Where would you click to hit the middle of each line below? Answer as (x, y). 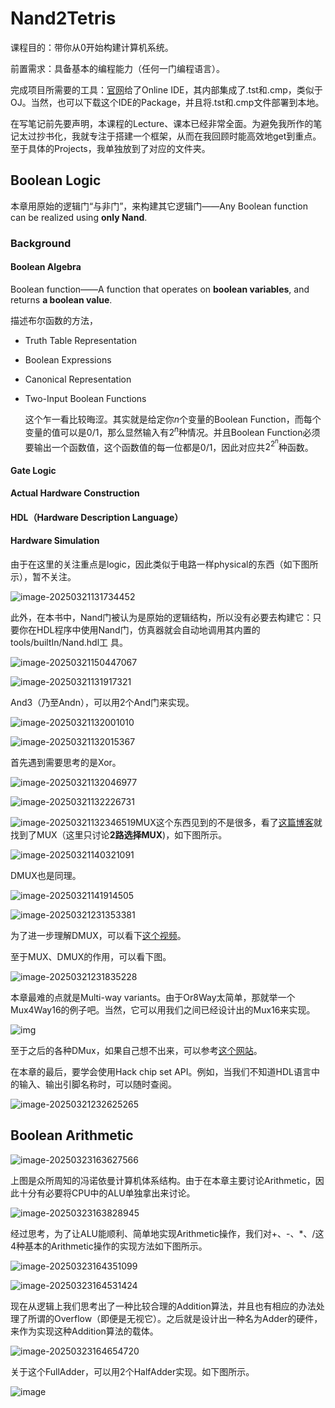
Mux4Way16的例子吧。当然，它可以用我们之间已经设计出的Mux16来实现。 (163, 1010)
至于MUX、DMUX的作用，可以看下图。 (91, 957)
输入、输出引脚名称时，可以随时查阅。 (97, 1084)
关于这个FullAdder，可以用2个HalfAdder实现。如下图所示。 (132, 1371)
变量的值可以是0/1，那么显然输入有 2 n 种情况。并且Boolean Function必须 (172, 431)
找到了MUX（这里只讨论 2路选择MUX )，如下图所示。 (119, 835)
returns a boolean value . (61, 299)
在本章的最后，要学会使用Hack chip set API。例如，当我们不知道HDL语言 (161, 1072)
